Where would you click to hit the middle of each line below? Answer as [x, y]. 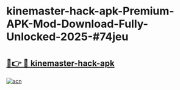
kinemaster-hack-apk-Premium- [90, 11]
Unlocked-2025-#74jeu [67, 37]
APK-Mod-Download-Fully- [77, 24]
